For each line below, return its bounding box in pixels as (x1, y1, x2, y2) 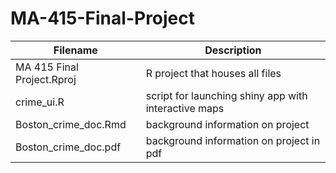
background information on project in (145, 133, 321, 147)
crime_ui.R (15, 95, 65, 109)
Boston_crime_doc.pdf (15, 140, 122, 154)
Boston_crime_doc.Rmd (15, 117, 127, 131)
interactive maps (145, 101, 225, 115)
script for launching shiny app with (145, 88, 308, 102)
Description (204, 43, 262, 57)
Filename (53, 43, 98, 57)
